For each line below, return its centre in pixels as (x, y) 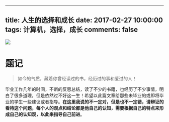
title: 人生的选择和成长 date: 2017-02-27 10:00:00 (84, 20)
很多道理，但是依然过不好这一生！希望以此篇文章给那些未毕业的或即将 (87, 95)
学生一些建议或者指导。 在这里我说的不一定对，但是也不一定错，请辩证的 (89, 101)
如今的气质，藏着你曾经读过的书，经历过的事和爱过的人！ (77, 78)
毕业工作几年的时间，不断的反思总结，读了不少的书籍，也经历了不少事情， (82, 89)
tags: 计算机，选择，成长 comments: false (72, 30)
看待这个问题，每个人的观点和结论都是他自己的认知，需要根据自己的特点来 (82, 108)
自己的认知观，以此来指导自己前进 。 (47, 114)
